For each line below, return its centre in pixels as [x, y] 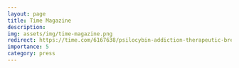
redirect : [22, 40]
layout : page [27, 14]
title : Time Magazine [39, 21]
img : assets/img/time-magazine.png [60, 34]
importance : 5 [28, 47]
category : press [31, 54]
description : [27, 27]
